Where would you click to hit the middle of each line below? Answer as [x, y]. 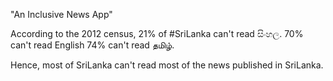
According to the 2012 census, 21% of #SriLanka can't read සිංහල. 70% [157, 33]
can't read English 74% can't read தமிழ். [92, 45]
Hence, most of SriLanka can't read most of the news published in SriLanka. [167, 65]
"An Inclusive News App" [61, 14]
